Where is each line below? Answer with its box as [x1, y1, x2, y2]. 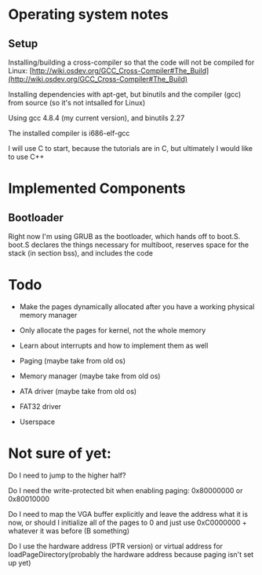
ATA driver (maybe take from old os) [19, 386, 137, 396]
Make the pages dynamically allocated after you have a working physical [19, 301, 255, 311]
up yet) [8, 558, 31, 567]
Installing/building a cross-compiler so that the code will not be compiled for [8, 57, 255, 67]
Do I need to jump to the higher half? [8, 470, 126, 480]
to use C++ [8, 152, 45, 161]
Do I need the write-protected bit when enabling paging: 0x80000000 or [8, 485, 243, 495]
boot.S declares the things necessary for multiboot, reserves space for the [8, 240, 249, 249]
